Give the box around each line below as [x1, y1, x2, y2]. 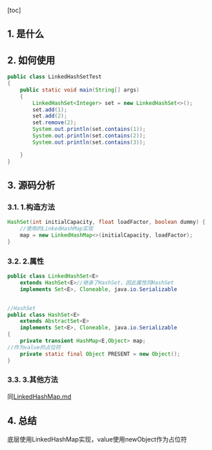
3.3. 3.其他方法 [7, 375, 58, 385]
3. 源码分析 [7, 179, 55, 191]
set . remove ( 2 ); [32, 119, 77, 126]
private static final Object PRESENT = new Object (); [20, 350, 180, 358]
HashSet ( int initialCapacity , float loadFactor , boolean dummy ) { [7, 218, 206, 226]
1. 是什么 [7, 28, 44, 40]
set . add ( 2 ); [32, 113, 68, 120]
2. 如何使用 [7, 54, 55, 66]
